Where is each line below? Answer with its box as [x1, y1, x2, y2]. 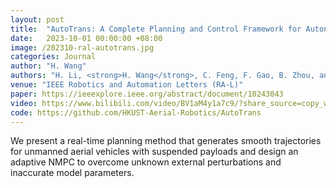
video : [10, 98, 38, 108]
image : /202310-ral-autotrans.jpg [10, 42, 155, 53]
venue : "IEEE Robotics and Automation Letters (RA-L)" [10, 80, 244, 90]
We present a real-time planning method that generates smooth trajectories [10, 135, 322, 147]
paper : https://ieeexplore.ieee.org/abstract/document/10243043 [10, 89, 284, 99]
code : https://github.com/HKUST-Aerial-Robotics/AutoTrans [10, 107, 262, 118]
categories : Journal [10, 52, 97, 62]
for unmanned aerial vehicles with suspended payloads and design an [10, 146, 299, 158]
